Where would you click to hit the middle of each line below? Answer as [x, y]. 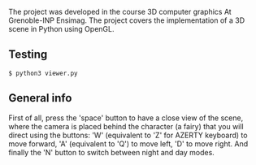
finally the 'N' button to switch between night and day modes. [112, 152]
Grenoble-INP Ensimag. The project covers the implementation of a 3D [127, 20]
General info [40, 98]
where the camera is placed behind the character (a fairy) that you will [126, 126]
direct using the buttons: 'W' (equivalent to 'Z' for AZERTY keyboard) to [128, 135]
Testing [28, 55]
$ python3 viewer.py [43, 73]
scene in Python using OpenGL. [61, 29]
